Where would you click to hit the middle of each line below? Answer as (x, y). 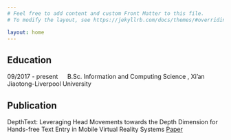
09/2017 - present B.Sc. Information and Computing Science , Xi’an (106, 77)
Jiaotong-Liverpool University (49, 84)
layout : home (26, 32)
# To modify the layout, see (49, 20)
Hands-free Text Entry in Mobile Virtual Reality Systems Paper (95, 129)
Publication (32, 105)
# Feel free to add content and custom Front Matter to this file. (106, 13)
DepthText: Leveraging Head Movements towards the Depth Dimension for (112, 122)
